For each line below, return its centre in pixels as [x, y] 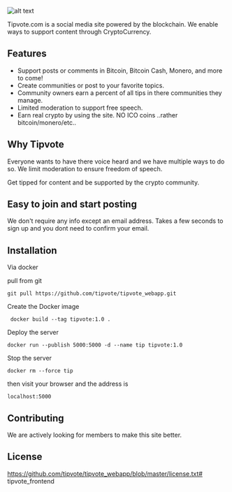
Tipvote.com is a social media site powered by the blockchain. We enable [113, 24]
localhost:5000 [29, 397]
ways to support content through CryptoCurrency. [79, 32]
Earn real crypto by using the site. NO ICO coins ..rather [97, 115]
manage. [30, 100]
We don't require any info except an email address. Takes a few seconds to [115, 221]
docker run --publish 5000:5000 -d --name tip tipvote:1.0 [95, 345]
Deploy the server [33, 333]
